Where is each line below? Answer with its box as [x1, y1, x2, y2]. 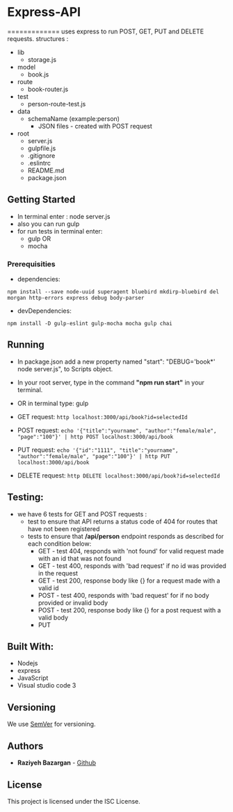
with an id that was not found [38, 554, 122, 562]
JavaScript [17, 674, 49, 682]
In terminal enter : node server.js [17, 212, 111, 220]
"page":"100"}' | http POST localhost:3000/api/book [17, 433, 174, 440]
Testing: [7, 492, 44, 503]
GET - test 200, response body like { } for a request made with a [38, 576, 220, 585]
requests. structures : [7, 34, 69, 42]
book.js [27, 70, 49, 79]
